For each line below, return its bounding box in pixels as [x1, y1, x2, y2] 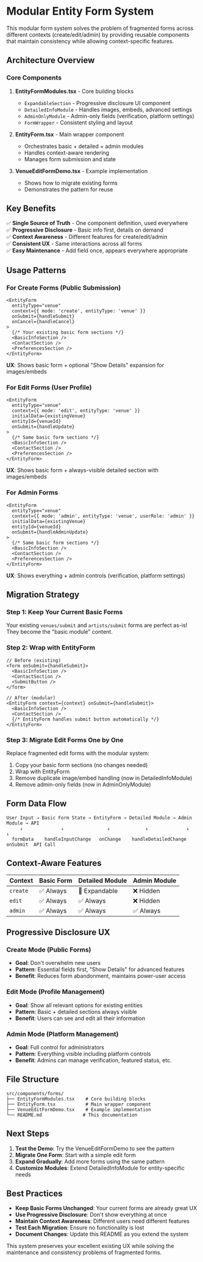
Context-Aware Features [6, 858, 102, 868]
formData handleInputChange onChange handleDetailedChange [12, 836, 187, 842]
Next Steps [6, 1129, 49, 1139]
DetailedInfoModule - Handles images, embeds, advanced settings [24, 106, 192, 113]
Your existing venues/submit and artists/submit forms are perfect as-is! [6, 622, 188, 629]
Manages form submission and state [24, 155, 116, 163]
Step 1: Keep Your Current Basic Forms [6, 608, 123, 617]
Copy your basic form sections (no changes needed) [15, 761, 148, 768]
